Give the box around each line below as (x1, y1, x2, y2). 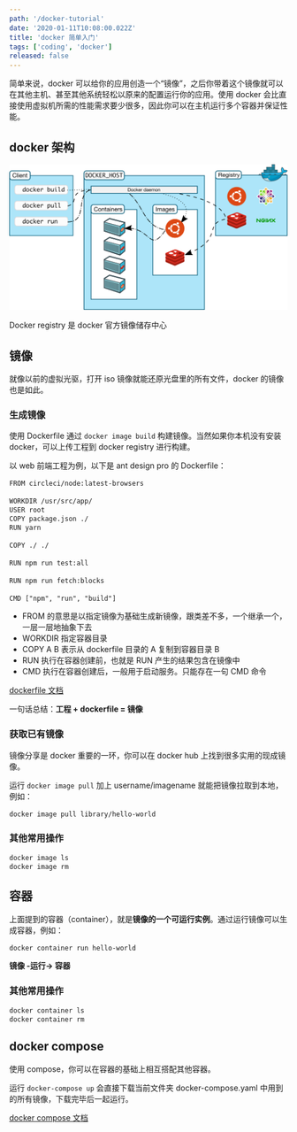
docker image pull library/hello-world (9, 810, 156, 819)
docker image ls (9, 853, 69, 862)
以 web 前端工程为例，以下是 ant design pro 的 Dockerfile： (9, 460, 227, 471)
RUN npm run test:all (9, 558, 89, 568)
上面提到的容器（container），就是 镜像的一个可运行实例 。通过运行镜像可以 (9, 913, 280, 924)
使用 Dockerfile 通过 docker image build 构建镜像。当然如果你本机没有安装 (9, 430, 282, 442)
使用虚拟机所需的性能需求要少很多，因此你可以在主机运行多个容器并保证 (16, 100, 280, 111)
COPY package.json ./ (9, 514, 89, 524)
